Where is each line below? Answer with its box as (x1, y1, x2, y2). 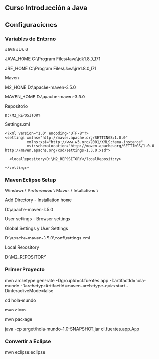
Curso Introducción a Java (5, 4, 87, 12)
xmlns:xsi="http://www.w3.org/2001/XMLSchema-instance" (26, 140, 143, 144)
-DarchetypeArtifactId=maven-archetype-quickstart (20, 283, 126, 288)
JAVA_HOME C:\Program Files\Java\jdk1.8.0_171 (5, 56, 101, 62)
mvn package (5, 316, 33, 322)
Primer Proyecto (5, 266, 45, 273)
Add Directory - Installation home (5, 197, 72, 203)
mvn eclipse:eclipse (5, 349, 45, 355)
